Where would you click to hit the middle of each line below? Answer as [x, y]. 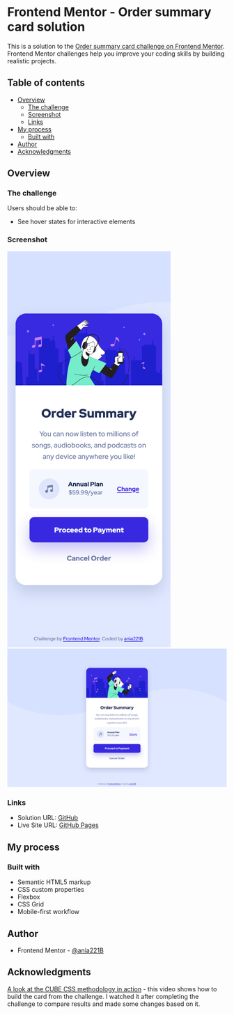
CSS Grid [30, 904]
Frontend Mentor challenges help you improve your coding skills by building [116, 54]
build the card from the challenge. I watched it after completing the [103, 996]
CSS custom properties [51, 890]
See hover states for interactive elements [76, 222]
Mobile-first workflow [48, 912]
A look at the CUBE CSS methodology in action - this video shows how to [112, 989]
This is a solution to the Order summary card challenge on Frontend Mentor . [116, 46]
